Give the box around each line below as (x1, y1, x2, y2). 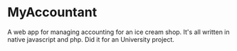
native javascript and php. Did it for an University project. (7, 35, 174, 43)
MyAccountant (7, 4, 98, 21)
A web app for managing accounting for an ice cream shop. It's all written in (7, 28, 230, 36)
